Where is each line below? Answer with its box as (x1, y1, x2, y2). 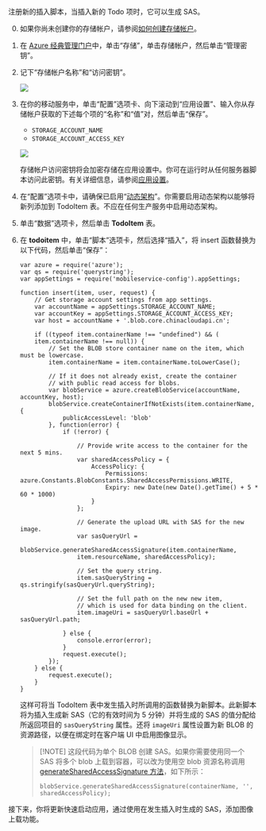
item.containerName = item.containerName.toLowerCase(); (48, 358, 241, 366)
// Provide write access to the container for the (76, 442, 248, 450)
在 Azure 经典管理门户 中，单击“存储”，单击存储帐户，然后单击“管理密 (19, 41, 248, 50)
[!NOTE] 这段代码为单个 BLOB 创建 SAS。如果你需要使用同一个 (39, 747, 245, 756)
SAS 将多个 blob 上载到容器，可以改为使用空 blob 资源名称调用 (39, 757, 245, 766)
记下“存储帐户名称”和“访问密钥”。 (19, 68, 130, 77)
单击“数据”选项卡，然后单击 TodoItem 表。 (19, 218, 160, 228)
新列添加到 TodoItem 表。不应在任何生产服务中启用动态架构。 (19, 202, 222, 211)
